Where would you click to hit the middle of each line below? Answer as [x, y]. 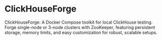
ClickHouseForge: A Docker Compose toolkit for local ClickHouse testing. [79, 22]
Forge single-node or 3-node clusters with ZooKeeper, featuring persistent [80, 27]
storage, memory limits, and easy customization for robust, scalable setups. [81, 32]
